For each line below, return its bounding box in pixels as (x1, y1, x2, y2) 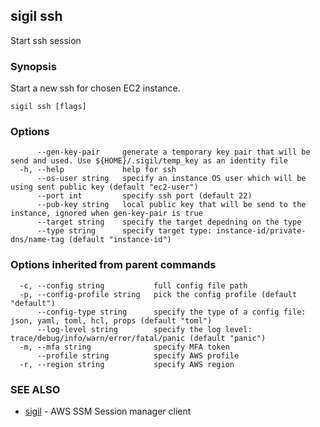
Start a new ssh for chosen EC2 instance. (10, 82, 181, 94)
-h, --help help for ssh (19, 165, 177, 175)
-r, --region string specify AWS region (19, 359, 235, 369)
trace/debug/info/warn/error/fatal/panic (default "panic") (10, 333, 267, 343)
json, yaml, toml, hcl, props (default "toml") (10, 315, 213, 326)
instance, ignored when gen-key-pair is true (10, 209, 203, 219)
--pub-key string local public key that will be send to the (36, 200, 307, 210)
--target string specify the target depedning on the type (36, 217, 302, 228)
